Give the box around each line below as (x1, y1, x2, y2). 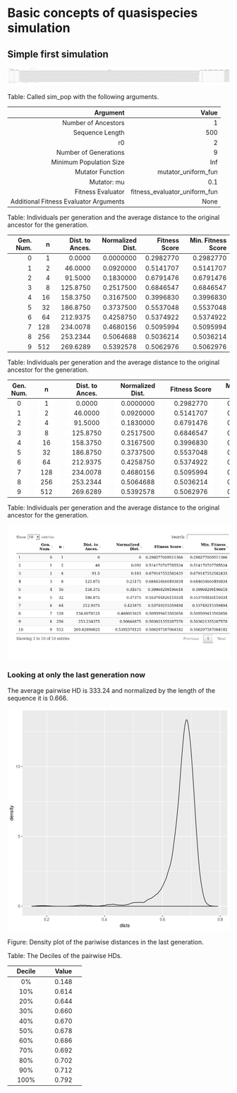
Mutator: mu (89, 177, 125, 186)
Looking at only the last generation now (7, 670, 146, 680)
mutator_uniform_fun (157, 168, 218, 176)
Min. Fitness (190, 236, 227, 245)
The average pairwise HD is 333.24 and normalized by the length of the (7, 686, 216, 694)
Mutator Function (75, 168, 125, 176)
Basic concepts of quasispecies (7, 5, 198, 21)
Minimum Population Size (51, 158, 125, 167)
